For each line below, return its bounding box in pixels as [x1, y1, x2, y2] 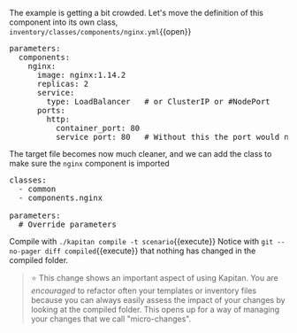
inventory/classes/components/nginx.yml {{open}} [9, 27, 192, 36]
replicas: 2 [36, 79, 89, 89]
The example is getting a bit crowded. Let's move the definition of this [9, 8, 263, 18]
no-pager [9, 247, 42, 256]
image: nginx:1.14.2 [36, 70, 126, 80]
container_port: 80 [56, 123, 141, 133]
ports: [36, 105, 66, 115]
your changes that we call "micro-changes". [30, 314, 192, 324]
